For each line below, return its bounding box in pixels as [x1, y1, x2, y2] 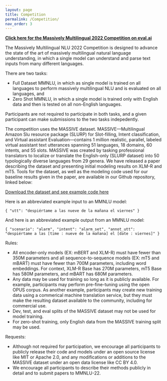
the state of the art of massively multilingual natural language [5, 50, 131, 56]
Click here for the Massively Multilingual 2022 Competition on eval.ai [5, 35, 152, 41]
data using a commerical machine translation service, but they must [12, 292, 152, 298]
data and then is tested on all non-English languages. [12, 101, 122, 108]
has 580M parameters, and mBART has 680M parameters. [12, 271, 133, 277]
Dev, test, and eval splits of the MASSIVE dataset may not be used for [12, 308, 156, 314]
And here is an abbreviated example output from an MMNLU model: [5, 217, 145, 223]
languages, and [12, 91, 44, 97]
